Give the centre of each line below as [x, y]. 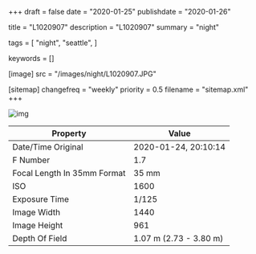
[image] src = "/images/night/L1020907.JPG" [82, 74]
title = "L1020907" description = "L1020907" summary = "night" [114, 27]
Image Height [38, 225]
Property [69, 133]
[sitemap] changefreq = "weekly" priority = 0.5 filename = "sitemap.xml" [128, 89]
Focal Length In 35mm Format [69, 173]
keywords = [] [31, 58]
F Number [31, 160]
